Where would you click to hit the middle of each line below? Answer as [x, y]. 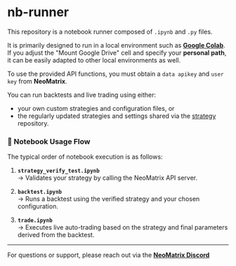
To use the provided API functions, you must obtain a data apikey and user [116, 74]
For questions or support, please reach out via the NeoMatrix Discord [109, 255]
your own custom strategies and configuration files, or [96, 108]
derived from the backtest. [56, 235]
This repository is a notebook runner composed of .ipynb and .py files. [110, 32]
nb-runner [38, 12]
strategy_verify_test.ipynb [58, 171]
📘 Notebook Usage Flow [49, 141]
